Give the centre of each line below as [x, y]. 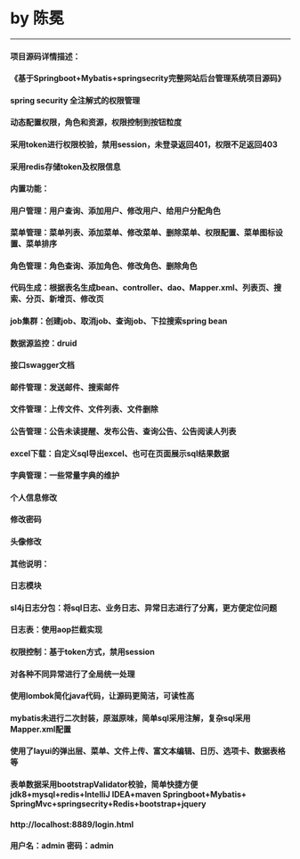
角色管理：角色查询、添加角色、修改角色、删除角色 [104, 266]
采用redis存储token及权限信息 [65, 167]
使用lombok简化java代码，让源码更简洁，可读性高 [102, 696]
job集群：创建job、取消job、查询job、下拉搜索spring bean [119, 321]
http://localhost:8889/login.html [72, 824]
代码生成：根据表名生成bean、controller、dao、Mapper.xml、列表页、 [142, 288]
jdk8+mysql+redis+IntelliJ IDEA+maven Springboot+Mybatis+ [129, 794]
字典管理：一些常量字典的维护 [65, 475]
